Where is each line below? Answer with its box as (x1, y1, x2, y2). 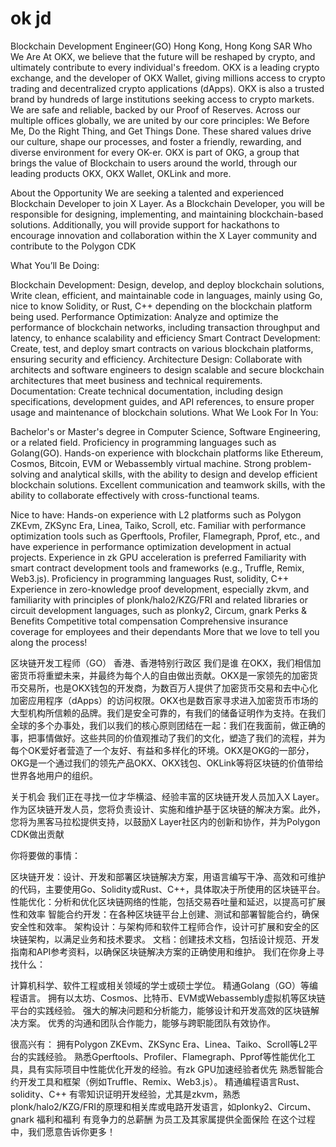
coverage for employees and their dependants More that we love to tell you (10, 625, 320, 637)
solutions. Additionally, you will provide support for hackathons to (10, 218, 280, 231)
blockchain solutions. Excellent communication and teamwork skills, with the (10, 478, 326, 491)
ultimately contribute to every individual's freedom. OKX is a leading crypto (10, 61, 320, 73)
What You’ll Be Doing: (10, 259, 100, 271)
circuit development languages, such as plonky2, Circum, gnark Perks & (10, 604, 308, 616)
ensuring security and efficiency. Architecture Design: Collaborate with (10, 353, 303, 365)
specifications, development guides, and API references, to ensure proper (10, 395, 315, 407)
